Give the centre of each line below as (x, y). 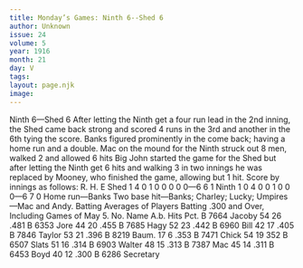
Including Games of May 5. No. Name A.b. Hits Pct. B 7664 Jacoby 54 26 (146, 215)
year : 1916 (30, 52)
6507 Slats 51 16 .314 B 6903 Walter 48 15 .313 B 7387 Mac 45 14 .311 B (142, 244)
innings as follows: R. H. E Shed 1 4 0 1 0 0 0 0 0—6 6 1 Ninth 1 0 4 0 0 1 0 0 (150, 187)
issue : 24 (28, 34)
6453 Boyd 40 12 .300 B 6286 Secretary (85, 254)
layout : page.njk (42, 85)
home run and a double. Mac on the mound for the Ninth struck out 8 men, (148, 148)
